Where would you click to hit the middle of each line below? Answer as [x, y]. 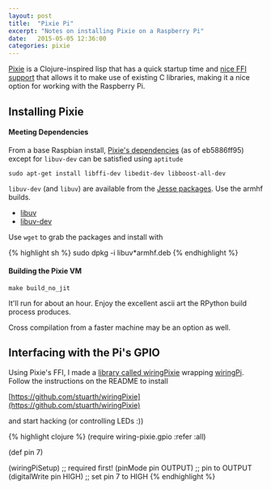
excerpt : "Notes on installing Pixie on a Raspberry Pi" [106, 31]
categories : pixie [39, 46]
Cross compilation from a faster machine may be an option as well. [120, 327]
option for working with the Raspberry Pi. [77, 86]
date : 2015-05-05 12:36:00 [57, 38]
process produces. [40, 311]
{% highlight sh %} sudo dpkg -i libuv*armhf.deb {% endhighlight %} [123, 252]
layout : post [30, 16]
